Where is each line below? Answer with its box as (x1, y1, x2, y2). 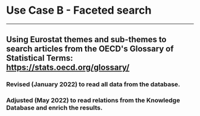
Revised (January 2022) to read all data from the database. (6, 80, 180, 89)
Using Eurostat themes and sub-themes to (6, 35, 167, 45)
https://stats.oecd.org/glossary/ (6, 62, 130, 73)
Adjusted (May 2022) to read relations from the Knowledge (6, 96, 180, 105)
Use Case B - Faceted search (6, 4, 152, 17)
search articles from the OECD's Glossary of (6, 44, 174, 54)
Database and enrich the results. (6, 104, 103, 112)
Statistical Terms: (6, 53, 73, 63)
